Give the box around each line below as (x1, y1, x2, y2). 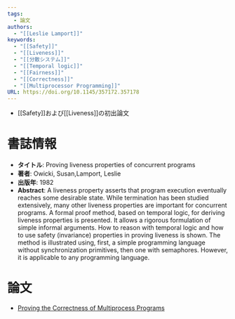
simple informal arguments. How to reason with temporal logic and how (17, 223, 224, 232)
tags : (7, 10, 23, 18)
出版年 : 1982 (17, 178, 54, 187)
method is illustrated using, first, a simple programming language (17, 238, 206, 247)
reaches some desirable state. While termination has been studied (17, 194, 209, 202)
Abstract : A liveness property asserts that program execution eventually (17, 186, 227, 195)
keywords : (7, 37, 36, 44)
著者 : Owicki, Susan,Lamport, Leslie (17, 169, 121, 178)
